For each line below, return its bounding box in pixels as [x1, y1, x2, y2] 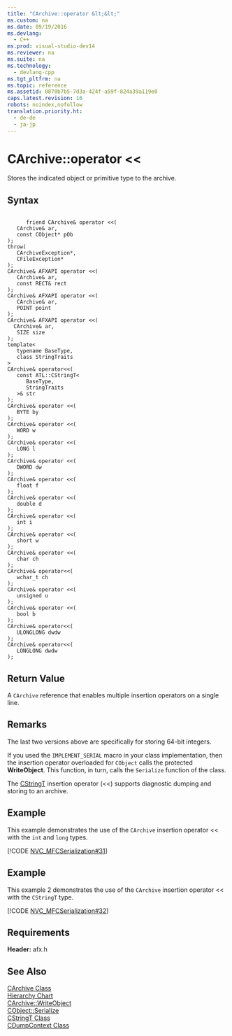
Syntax [7, 194, 39, 206]
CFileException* [16, 256, 64, 263]
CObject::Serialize [7, 1007, 59, 1015]
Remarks [7, 718, 48, 731]
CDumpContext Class [7, 1021, 70, 1030]
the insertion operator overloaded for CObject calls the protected [7, 758, 194, 767]
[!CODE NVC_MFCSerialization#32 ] [7, 907, 109, 915]
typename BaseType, [16, 348, 73, 355]
